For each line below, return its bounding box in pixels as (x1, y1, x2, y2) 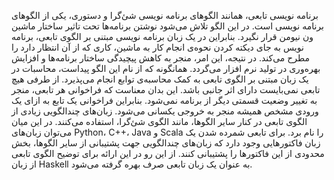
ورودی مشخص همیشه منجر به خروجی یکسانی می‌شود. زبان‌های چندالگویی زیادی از (11, 105, 319, 117)
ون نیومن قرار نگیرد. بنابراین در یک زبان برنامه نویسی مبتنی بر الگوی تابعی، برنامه (11, 31, 314, 42)
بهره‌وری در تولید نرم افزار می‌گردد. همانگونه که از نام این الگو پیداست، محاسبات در (11, 63, 321, 74)
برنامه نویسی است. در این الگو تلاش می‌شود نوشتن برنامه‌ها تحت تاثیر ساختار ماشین (11, 20, 324, 32)
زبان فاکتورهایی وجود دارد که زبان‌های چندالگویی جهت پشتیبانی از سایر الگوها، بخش (11, 137, 321, 149)
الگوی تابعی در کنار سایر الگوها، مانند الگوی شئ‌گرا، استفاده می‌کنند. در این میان (11, 116, 308, 127)
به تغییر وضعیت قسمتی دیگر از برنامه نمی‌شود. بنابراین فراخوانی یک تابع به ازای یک (11, 95, 318, 106)
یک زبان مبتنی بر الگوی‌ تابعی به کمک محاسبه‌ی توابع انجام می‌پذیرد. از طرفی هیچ (11, 73, 309, 85)
